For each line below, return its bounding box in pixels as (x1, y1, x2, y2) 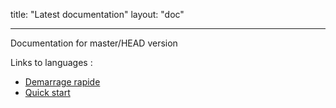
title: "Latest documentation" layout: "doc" (10, 9, 185, 20)
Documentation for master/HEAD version (10, 37, 178, 49)
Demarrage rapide (24, 76, 101, 88)
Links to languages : (10, 57, 93, 68)
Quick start (24, 87, 71, 98)
